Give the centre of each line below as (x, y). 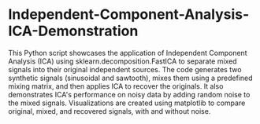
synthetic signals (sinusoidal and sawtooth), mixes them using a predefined (130, 78)
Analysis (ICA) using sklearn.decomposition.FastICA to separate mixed (123, 61)
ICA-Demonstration (73, 31)
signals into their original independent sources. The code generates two (125, 69)
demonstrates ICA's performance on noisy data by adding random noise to (129, 94)
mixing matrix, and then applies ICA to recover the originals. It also (116, 86)
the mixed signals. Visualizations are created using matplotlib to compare (127, 103)
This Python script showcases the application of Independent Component (128, 53)
